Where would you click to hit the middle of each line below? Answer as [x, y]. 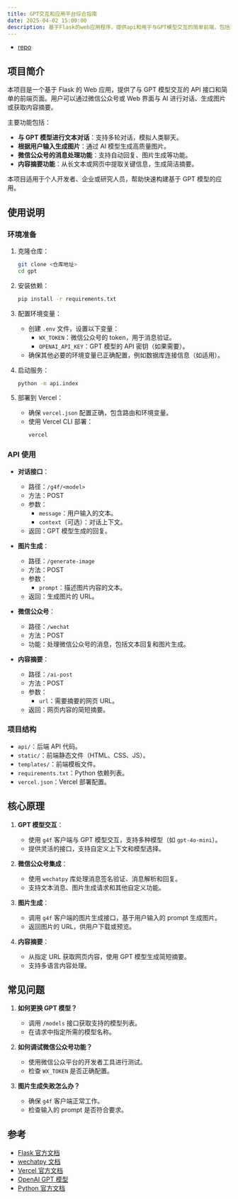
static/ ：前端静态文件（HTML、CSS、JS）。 [84, 755]
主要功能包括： [29, 123]
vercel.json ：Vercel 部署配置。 [64, 782]
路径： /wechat [49, 626]
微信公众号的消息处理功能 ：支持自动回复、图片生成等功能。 [104, 155]
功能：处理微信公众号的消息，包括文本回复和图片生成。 [109, 644]
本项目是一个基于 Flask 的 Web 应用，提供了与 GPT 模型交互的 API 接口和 [114, 90]
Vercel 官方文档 [40, 1171]
